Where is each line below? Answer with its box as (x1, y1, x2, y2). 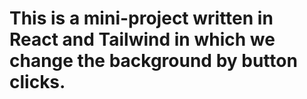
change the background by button (9, 50, 298, 72)
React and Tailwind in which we (9, 28, 276, 51)
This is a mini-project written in (9, 7, 274, 30)
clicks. (9, 71, 66, 94)
